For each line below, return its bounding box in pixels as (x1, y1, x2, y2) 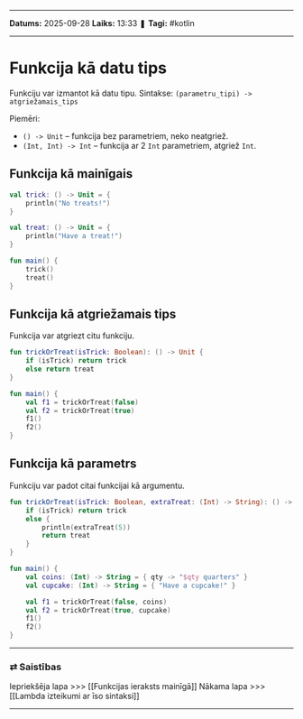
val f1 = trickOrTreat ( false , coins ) (25, 597, 168, 606)
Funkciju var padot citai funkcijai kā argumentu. (9, 480, 185, 491)
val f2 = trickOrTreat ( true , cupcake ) (25, 605, 171, 614)
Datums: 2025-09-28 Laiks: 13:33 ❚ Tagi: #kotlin (9, 18, 196, 28)
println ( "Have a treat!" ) (25, 232, 124, 241)
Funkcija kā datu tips (9, 58, 168, 78)
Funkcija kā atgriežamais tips (9, 306, 177, 321)
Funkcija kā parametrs (9, 456, 137, 472)
